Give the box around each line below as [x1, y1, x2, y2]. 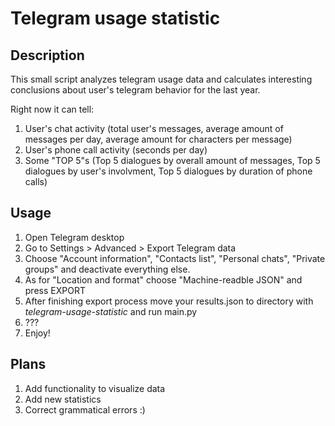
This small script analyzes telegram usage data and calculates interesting [10, 73, 313, 85]
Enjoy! [24, 327, 51, 339]
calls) [24, 176, 48, 187]
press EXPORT [24, 284, 86, 296]
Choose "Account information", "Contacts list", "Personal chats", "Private [24, 252, 326, 264]
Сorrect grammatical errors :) [24, 403, 146, 416]
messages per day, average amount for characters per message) [24, 133, 293, 145]
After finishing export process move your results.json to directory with [24, 295, 314, 307]
